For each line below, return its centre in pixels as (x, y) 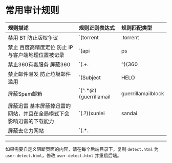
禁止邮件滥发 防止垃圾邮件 (39, 74)
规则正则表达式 (97, 28)
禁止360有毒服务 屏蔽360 (39, 64)
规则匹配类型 (137, 28)
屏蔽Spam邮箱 (25, 94)
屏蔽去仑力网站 (26, 130)
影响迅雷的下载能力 (31, 121)
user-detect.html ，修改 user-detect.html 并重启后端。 (63, 155)
